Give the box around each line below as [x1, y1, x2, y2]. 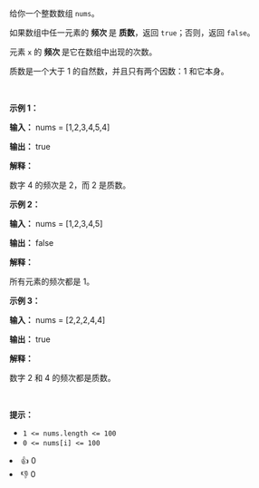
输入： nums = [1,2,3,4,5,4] [9, 122, 110, 132]
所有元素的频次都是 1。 [9, 276, 95, 287]
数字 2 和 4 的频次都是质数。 [9, 373, 116, 383]
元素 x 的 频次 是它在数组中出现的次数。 [9, 46, 158, 57]
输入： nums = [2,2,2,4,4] [9, 315, 106, 325]
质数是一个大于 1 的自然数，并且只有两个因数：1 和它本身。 [9, 66, 229, 76]
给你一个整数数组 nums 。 [9, 8, 100, 18]
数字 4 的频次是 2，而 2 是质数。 [9, 180, 131, 190]
